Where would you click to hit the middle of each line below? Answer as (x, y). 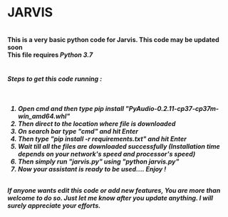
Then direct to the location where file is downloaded (97, 124)
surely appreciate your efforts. (54, 206)
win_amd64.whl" (44, 116)
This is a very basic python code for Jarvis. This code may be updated (113, 39)
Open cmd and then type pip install (71, 109)
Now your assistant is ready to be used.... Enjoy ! (92, 169)
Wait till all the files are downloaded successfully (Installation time (119, 147)
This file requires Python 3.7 (50, 55)
